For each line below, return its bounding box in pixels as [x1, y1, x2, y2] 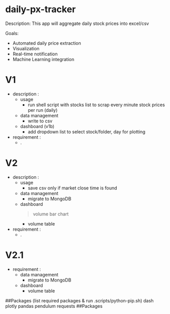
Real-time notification [12, 51, 58, 57]
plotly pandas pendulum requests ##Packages [5, 303, 103, 309]
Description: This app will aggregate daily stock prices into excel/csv [5, 20, 149, 26]
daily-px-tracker [5, 4, 76, 15]
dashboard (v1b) [20, 123, 55, 129]
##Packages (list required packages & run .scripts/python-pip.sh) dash [5, 297, 154, 303]
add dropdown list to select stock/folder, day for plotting [27, 129, 146, 135]
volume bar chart [32, 211, 69, 217]
